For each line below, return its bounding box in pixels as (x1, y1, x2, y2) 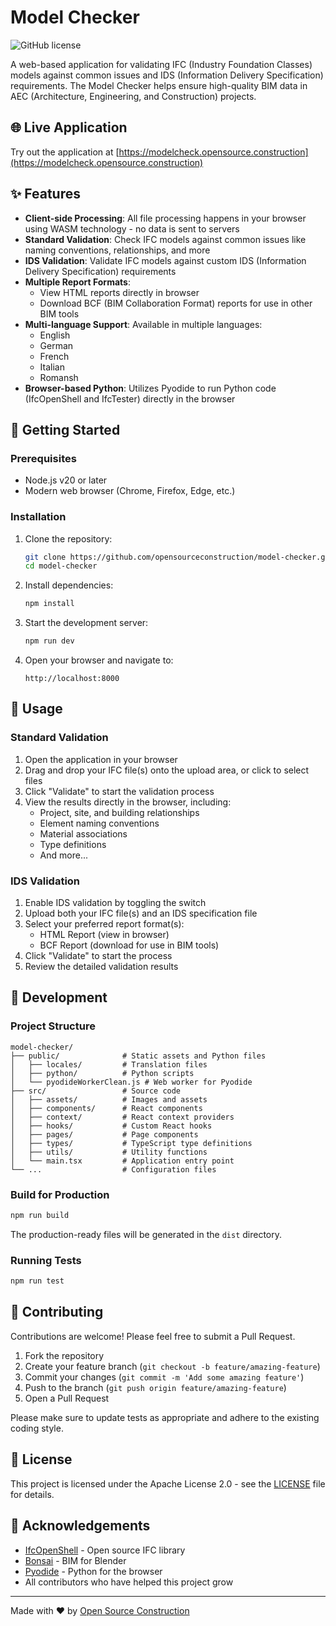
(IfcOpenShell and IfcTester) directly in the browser (24, 392, 236, 405)
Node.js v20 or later (24, 474, 108, 486)
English (39, 329, 71, 341)
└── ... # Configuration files (10, 1164, 217, 1175)
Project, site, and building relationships (39, 806, 200, 818)
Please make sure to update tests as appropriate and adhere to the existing (10, 1411, 320, 1423)
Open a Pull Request (24, 1392, 110, 1404)
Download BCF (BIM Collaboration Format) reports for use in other (39, 297, 313, 309)
